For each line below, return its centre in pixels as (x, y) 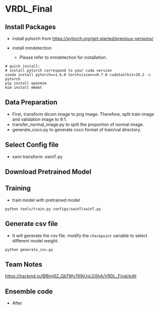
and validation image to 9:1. (39, 119)
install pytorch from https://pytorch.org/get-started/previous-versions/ (83, 38)
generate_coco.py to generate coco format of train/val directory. (77, 129)
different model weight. (35, 241)
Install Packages (30, 27)
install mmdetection (32, 48)
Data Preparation (31, 102)
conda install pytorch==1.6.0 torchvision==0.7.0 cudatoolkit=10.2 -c (78, 75)
